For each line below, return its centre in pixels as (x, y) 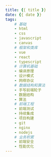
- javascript (28, 38)
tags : (11, 19)
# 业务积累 (24, 137)
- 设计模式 (24, 76)
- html (21, 29)
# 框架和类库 (26, 48)
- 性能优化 (24, 147)
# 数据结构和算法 (30, 85)
